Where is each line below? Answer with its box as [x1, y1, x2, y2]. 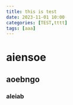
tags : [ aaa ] [6, 25, 36, 31]
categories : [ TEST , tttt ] [6, 20, 68, 26]
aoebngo [6, 74, 40, 84]
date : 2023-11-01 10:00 [6, 14, 65, 20]
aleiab [6, 92, 24, 100]
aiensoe [6, 51, 46, 64]
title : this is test [6, 8, 58, 15]
